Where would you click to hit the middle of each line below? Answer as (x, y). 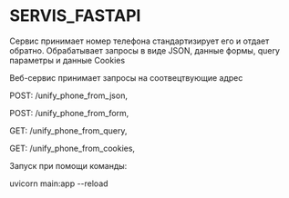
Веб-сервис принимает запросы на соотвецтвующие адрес (126, 77)
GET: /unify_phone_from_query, (68, 130)
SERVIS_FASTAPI (75, 16)
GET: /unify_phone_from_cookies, (72, 148)
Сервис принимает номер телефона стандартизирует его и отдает (139, 41)
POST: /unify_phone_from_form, (69, 113)
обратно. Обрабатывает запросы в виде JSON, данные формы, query (145, 50)
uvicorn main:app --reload (59, 183)
